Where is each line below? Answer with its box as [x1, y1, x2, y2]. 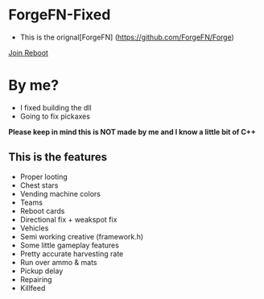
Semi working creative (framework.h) [19, 231, 144, 241]
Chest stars [19, 180, 59, 190]
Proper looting [19, 172, 68, 181]
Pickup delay [19, 266, 64, 276]
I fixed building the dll [19, 102, 92, 112]
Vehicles [19, 223, 49, 233]
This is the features [8, 151, 108, 164]
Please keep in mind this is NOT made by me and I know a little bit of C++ [8, 127, 256, 136]
